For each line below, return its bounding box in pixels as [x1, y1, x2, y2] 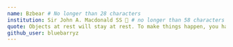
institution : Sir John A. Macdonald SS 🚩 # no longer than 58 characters [7, 17, 225, 23]
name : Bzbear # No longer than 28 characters [7, 10, 141, 17]
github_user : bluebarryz [7, 29, 79, 37]
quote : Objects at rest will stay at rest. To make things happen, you [7, 23, 218, 30]
